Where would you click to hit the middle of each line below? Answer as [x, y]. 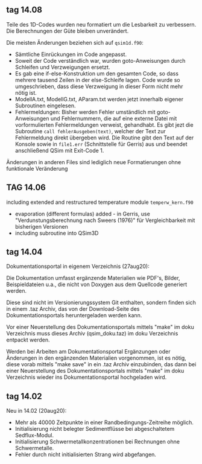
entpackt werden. [28, 340]
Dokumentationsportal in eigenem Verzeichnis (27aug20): [78, 266]
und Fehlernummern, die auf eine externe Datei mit [114, 118]
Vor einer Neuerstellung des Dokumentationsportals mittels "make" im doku [100, 327]
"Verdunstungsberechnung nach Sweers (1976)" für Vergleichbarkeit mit [105, 220]
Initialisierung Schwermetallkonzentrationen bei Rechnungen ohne [97, 442]
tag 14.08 [24, 10]
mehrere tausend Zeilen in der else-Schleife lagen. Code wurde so [98, 80]
